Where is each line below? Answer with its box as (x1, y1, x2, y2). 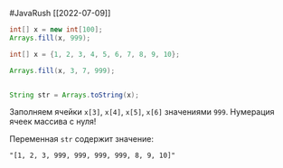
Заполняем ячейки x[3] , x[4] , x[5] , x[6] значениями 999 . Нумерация (9, 107, 275, 117)
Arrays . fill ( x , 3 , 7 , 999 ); (9, 66, 116, 75)
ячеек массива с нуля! (9, 117, 97, 127)
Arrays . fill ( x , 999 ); (9, 33, 91, 42)
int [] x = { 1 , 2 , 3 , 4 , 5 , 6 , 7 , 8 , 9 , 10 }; (9, 50, 181, 59)
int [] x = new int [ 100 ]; (9, 25, 103, 34)
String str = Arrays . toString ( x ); (9, 90, 140, 99)
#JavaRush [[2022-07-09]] (9, 8, 111, 18)
